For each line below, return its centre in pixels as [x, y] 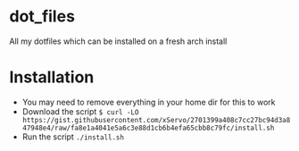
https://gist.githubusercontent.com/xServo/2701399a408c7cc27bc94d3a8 [156, 120]
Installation [52, 77]
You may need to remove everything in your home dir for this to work [149, 102]
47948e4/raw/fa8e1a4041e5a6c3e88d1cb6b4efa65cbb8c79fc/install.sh [148, 128]
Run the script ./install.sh [73, 137]
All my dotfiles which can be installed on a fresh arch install [118, 41]
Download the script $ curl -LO [80, 111]
